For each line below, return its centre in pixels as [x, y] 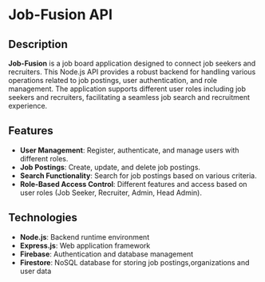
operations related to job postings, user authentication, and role [113, 80]
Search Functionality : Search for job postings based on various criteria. [138, 175]
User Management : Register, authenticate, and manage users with [129, 150]
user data [36, 271]
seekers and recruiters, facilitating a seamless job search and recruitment [129, 97]
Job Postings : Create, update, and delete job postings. [110, 167]
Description [38, 44]
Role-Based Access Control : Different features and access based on [133, 184]
